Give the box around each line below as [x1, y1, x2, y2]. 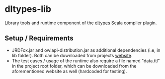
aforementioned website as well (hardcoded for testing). [11, 68, 127, 74]
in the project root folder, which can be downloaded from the [11, 63, 137, 69]
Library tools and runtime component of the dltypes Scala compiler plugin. [4, 20, 157, 26]
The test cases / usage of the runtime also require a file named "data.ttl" [11, 58, 160, 64]
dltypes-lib [4, 3, 52, 15]
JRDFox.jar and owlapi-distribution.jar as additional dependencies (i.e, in [11, 47, 161, 53]
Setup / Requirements [4, 34, 74, 42]
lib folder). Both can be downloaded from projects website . [11, 52, 133, 58]
